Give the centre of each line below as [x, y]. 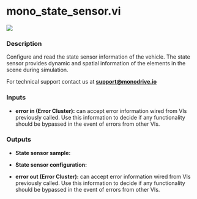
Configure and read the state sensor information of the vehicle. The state [98, 57]
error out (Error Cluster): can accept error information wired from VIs [103, 176]
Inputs [16, 98]
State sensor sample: [43, 153]
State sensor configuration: [51, 165]
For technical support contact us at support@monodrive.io [82, 82]
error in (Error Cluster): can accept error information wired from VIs [101, 110]
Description [24, 43]
